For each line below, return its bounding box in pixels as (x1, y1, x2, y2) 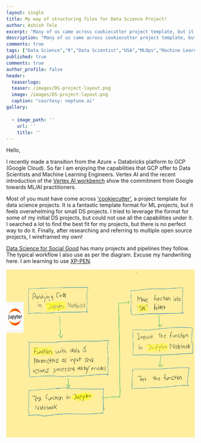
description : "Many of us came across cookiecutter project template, (6, 35, 186, 41)
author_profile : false (6, 66, 63, 72)
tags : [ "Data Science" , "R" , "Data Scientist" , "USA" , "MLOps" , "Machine (6, 48, 181, 54)
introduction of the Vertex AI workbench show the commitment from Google (6, 177, 193, 185)
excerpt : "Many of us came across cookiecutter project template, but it (6, 29, 194, 35)
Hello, (6, 146, 21, 154)
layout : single (6, 10, 44, 16)
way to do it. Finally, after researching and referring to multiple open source (6, 227, 193, 234)
